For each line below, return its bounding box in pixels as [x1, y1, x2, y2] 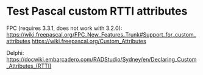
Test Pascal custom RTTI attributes [6, 4, 188, 18]
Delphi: [6, 49, 24, 56]
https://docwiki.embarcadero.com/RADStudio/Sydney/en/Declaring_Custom [6, 55, 197, 63]
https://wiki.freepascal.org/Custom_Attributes [31, 37, 146, 45]
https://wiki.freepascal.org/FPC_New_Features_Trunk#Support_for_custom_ [6, 30, 196, 38]
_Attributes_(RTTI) [6, 62, 52, 70]
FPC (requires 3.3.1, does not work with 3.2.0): [6, 24, 123, 32]
